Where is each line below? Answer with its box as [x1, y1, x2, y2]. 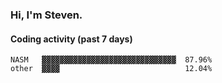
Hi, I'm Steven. [10, 8, 83, 22]
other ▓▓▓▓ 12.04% [10, 64, 213, 74]
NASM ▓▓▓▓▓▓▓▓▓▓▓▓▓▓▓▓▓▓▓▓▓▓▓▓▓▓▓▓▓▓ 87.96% [10, 55, 213, 65]
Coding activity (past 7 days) [10, 33, 133, 45]
